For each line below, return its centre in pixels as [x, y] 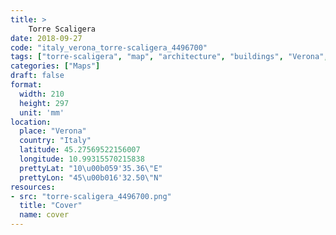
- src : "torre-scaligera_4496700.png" [91, 196]
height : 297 [44, 103]
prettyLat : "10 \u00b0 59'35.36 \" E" [91, 168]
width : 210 [42, 94]
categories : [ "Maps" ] [55, 66]
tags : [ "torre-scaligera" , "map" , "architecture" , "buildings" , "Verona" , [169, 57]
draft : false [37, 76]
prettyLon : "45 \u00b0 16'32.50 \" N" [91, 177]
